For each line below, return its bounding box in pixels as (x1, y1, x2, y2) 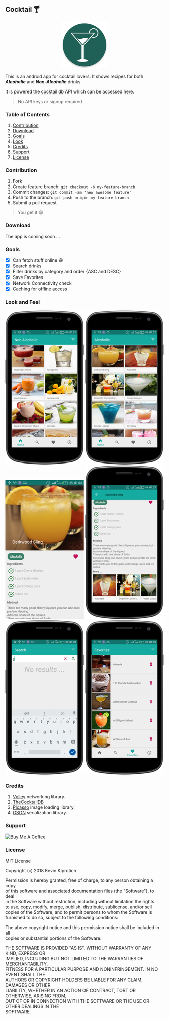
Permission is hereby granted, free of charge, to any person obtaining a (5, 877, 153, 883)
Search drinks (12, 263, 42, 269)
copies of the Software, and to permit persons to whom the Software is (5, 909, 152, 915)
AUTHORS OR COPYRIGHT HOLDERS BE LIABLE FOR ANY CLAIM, (5, 977, 143, 983)
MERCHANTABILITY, (5, 961, 48, 967)
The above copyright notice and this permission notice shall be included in (5, 924, 159, 930)
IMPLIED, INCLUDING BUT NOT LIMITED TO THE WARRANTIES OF (5, 955, 144, 961)
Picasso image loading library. (12, 804, 75, 810)
